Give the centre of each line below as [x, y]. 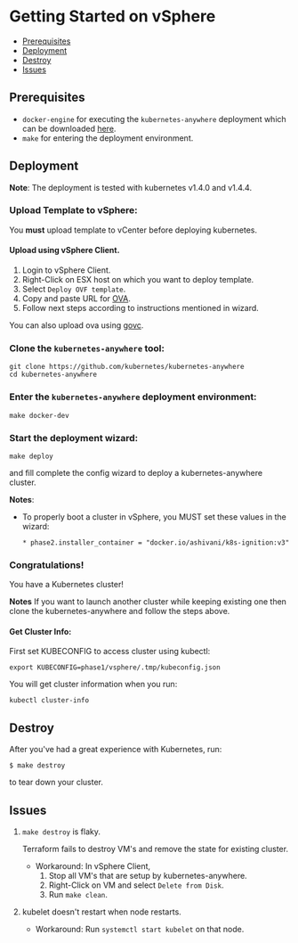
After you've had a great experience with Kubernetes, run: [116, 750]
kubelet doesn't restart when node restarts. [102, 912]
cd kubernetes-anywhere [53, 375]
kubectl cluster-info [49, 701]
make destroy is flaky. [61, 832]
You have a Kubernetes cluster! [67, 585]
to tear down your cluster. [56, 783]
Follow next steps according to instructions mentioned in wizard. [141, 308]
